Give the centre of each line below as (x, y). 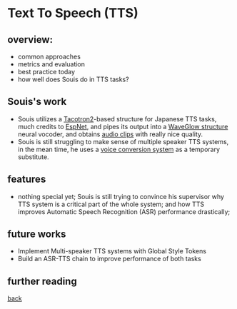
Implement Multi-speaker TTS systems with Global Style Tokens (112, 251)
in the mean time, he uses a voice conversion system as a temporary (118, 149)
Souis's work (37, 102)
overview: (30, 40)
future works (37, 234)
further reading (42, 281)
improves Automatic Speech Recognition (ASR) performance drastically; (124, 211)
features (27, 179)
